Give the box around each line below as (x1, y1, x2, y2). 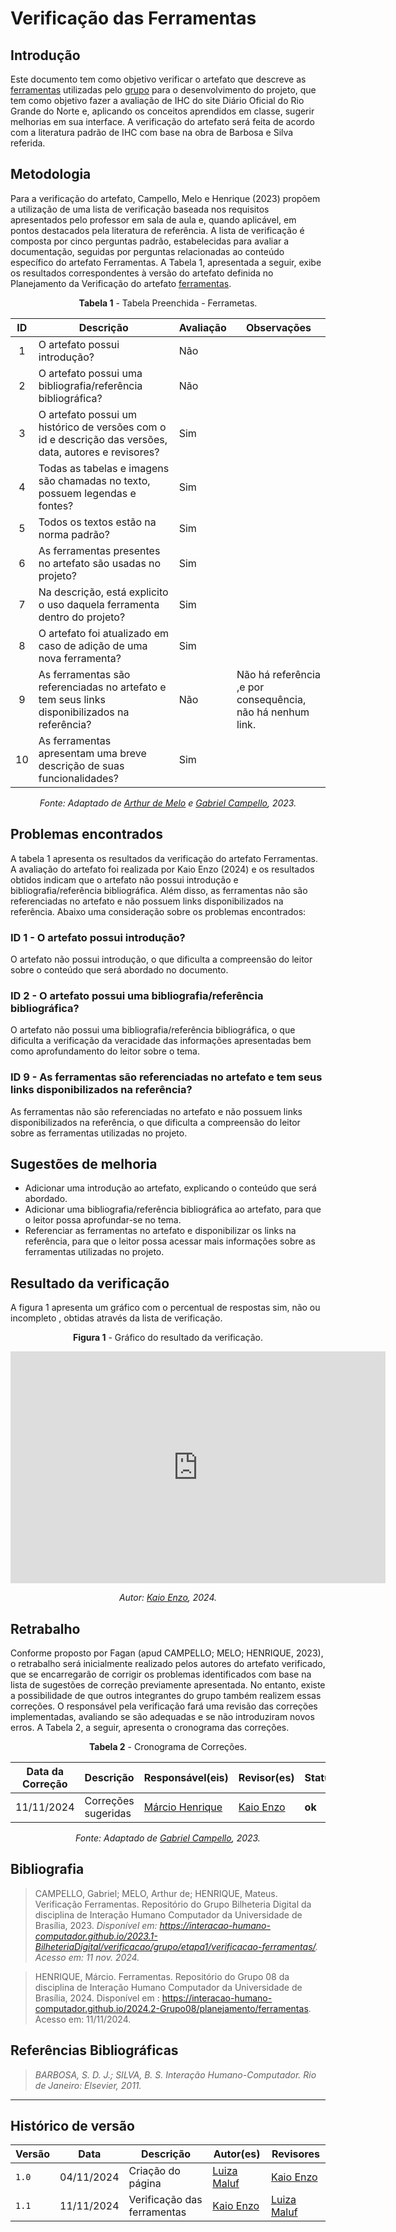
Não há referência (236, 667, 321, 681)
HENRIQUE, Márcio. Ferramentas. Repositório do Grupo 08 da (34, 1970, 290, 1982)
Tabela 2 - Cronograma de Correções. (88, 1740, 248, 1752)
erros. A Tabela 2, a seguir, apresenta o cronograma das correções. (10, 1721, 290, 1733)
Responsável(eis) (143, 1770, 229, 1784)
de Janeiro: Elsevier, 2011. (34, 2079, 142, 2091)
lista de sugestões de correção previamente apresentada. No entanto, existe (10, 1678, 326, 1691)
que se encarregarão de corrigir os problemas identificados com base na (10, 1668, 312, 1680)
